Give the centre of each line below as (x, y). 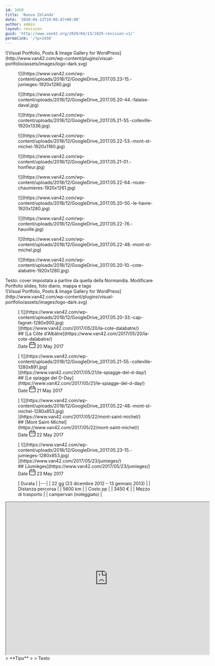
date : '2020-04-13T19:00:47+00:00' (43, 19)
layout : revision (24, 29)
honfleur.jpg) (32, 167)
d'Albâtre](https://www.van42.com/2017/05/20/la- (97, 334)
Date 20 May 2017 (41, 346)
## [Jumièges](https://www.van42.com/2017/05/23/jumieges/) (84, 466)
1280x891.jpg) (33, 367)
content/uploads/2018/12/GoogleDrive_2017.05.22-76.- (75, 224)
